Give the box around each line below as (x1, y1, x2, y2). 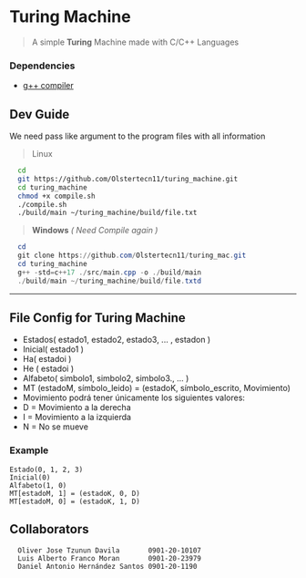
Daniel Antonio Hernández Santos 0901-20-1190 (17, 562, 198, 571)
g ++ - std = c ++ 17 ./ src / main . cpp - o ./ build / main (17, 267, 202, 277)
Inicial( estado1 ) (22, 344, 85, 355)
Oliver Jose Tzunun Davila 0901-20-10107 (17, 545, 202, 555)
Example (9, 444, 49, 457)
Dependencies (9, 59, 76, 72)
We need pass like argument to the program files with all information (9, 130, 266, 142)
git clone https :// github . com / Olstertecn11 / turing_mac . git (17, 251, 247, 261)
